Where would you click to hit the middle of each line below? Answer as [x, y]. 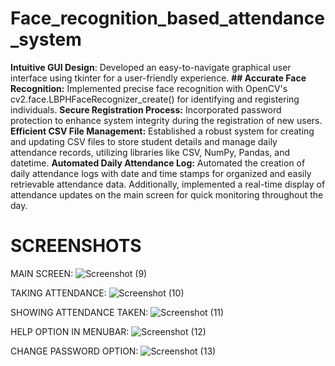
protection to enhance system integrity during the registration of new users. [166, 120]
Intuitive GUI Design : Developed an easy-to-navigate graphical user [151, 67]
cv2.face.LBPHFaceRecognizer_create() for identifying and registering [155, 99]
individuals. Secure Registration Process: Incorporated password [146, 109]
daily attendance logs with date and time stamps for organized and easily [161, 173]
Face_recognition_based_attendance [167, 18]
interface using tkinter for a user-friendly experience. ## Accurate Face [158, 78]
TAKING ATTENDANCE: [58, 293]
